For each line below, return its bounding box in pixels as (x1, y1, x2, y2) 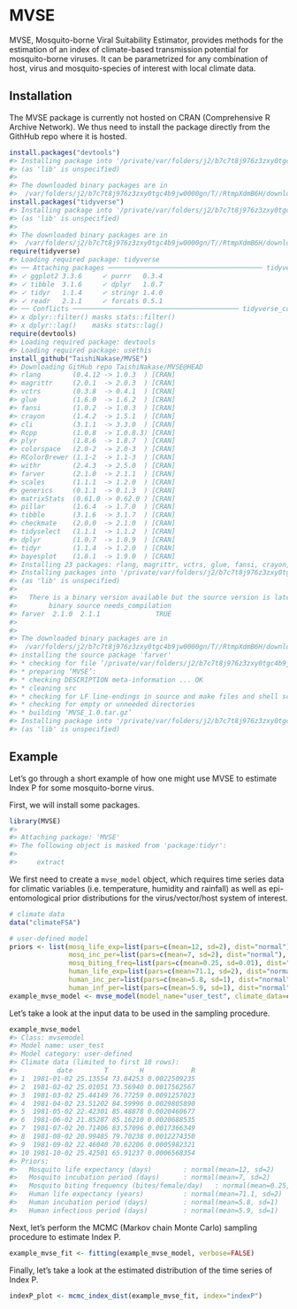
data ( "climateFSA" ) (9, 918, 81, 927)
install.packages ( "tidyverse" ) (9, 198, 125, 206)
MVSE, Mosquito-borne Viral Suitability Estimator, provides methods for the (9, 35, 284, 45)
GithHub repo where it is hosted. (9, 130, 127, 142)
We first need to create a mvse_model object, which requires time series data (9, 874, 285, 884)
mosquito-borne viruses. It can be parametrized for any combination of (9, 53, 269, 64)
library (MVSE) (9, 816, 62, 825)
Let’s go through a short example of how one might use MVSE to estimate (9, 773, 277, 783)
